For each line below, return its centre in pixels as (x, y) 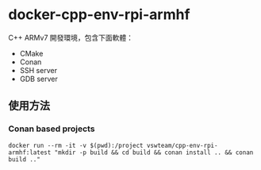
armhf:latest (30, 153)
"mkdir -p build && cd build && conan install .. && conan (154, 153)
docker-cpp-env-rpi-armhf (99, 15)
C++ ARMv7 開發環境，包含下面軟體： (71, 37)
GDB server (38, 79)
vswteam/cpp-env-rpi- (182, 145)
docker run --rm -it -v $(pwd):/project (76, 145)
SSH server (38, 70)
